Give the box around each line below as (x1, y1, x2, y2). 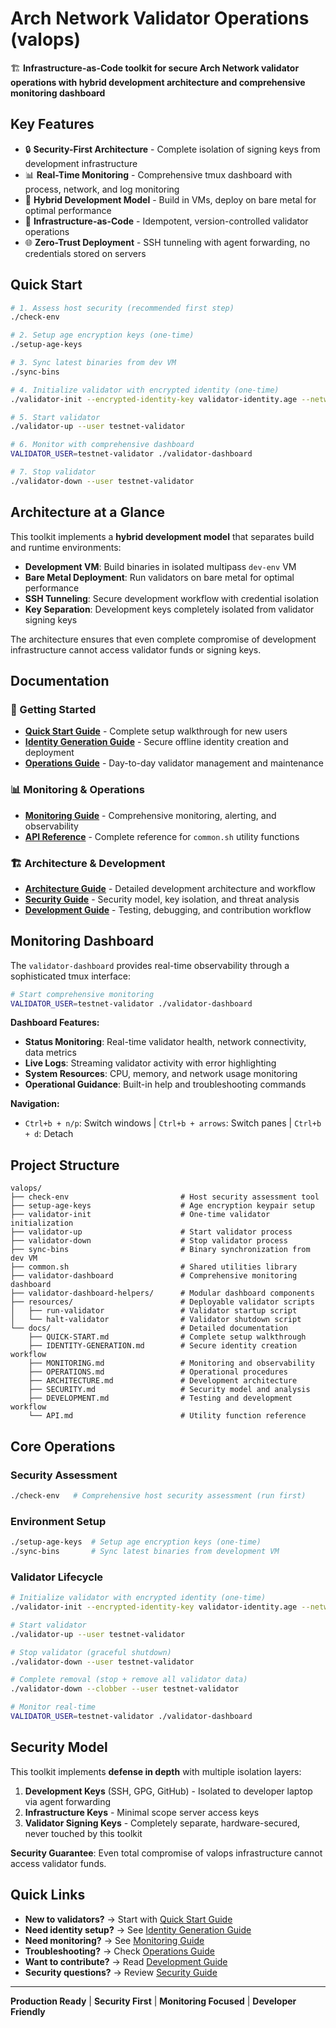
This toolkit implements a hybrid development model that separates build (10, 530, 315, 542)
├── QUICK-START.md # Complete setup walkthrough (28, 1332, 307, 1342)
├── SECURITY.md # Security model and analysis (28, 1385, 311, 1395)
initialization (10, 1218, 74, 1229)
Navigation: (10, 1098, 60, 1110)
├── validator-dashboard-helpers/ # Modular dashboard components (10, 1288, 315, 1299)
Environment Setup (10, 1514, 107, 1528)
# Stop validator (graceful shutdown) (10, 1647, 172, 1657)
